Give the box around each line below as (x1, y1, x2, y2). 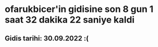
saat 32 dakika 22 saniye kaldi (5, 14, 135, 25)
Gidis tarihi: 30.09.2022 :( (5, 34, 89, 42)
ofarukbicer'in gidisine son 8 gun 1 (5, 3, 153, 15)
